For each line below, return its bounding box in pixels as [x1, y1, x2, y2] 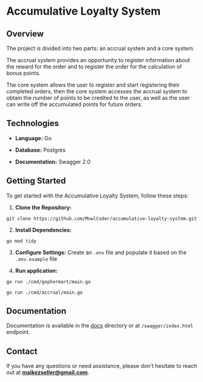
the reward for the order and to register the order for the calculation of [6, 63, 182, 70]
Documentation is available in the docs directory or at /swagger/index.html [6, 322, 193, 330]
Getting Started [6, 175, 66, 186]
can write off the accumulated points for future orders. [6, 101, 143, 108]
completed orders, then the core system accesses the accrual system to [6, 88, 187, 95]
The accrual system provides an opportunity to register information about [6, 57, 190, 63]
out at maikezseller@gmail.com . [6, 369, 89, 376]
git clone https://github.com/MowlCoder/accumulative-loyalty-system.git [6, 215, 198, 222]
